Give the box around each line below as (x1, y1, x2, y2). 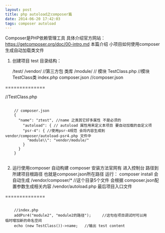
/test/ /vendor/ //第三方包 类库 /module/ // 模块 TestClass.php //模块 (12, 68, 150, 74)
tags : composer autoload (5, 21, 56, 26)
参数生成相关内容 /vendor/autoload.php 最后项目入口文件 (16, 183, 132, 190)
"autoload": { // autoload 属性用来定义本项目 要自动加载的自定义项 (23, 123, 152, 128)
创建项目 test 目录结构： (12, 58, 62, 64)
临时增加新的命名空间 (5, 218, 42, 223)
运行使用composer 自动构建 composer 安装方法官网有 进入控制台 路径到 (12, 165, 159, 171)
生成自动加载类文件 (5, 47, 44, 53)
